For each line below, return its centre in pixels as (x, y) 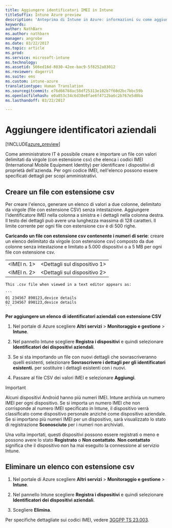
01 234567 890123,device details (41, 298)
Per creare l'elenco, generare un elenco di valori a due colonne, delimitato (83, 204)
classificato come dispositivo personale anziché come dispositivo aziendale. (86, 414)
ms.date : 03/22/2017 (27, 43)
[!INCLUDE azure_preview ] (33, 144)
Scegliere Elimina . (32, 510)
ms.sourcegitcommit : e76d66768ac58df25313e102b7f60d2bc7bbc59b (74, 91)
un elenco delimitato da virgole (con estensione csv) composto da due (80, 241)
